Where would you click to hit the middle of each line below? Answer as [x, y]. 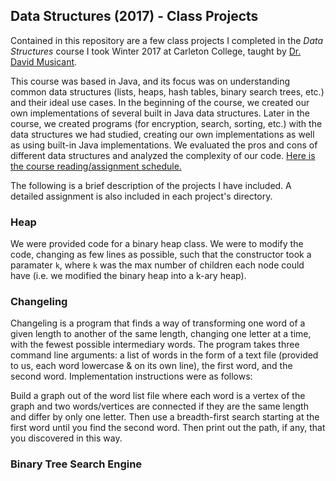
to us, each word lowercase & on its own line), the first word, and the [151, 366]
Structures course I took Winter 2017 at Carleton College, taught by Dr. [156, 51]
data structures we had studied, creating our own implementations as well [162, 134]
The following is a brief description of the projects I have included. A [151, 185]
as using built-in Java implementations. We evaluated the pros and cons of [164, 145]
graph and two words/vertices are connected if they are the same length [159, 406]
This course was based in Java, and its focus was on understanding [150, 81]
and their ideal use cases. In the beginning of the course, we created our [160, 102]
